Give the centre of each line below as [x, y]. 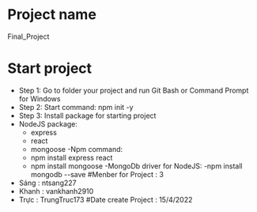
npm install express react [72, 157]
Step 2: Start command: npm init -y [76, 107]
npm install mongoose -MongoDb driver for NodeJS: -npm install [136, 166]
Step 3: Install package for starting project [87, 115]
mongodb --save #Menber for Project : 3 [97, 174]
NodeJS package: [48, 123]
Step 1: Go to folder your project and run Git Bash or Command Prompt [134, 90]
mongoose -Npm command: [77, 149]
